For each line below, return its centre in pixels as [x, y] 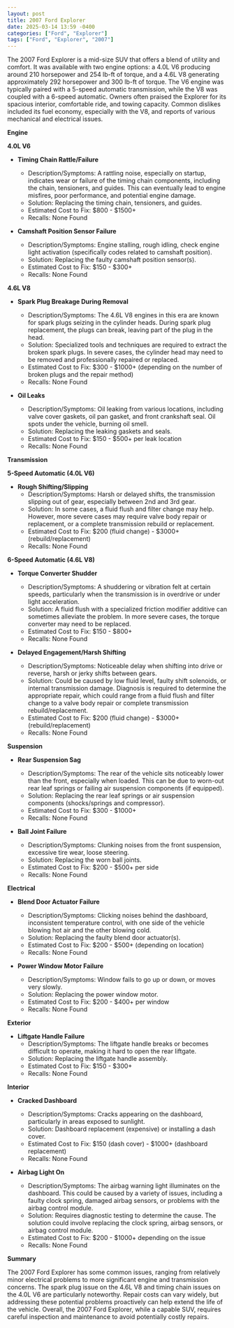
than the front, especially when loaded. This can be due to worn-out [126, 781]
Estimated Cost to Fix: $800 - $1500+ [82, 210]
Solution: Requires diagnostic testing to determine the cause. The [122, 1215]
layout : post [26, 14]
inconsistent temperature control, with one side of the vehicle [116, 923]
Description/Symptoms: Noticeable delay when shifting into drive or [125, 666]
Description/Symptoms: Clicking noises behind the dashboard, [118, 916]
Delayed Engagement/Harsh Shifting [72, 652]
